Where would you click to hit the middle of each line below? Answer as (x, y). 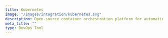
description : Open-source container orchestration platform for (73, 19)
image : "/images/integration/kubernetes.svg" (53, 14)
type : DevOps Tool (24, 28)
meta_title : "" (21, 23)
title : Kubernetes (24, 10)
